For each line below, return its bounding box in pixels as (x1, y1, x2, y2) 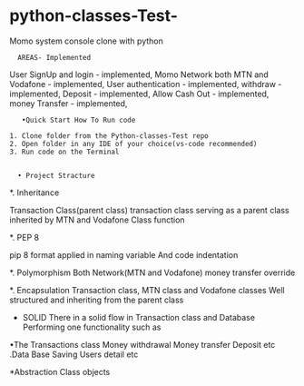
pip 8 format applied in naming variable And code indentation (9, 249, 239, 260)
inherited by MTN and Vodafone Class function (9, 214, 185, 225)
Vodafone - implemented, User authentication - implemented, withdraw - (9, 78, 282, 89)
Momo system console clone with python (9, 35, 163, 46)
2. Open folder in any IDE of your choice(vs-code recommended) (9, 139, 258, 148)
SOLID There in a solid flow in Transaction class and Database (22, 312, 256, 322)
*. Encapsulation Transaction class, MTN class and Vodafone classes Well (9, 284, 285, 295)
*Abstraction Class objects (9, 366, 111, 377)
